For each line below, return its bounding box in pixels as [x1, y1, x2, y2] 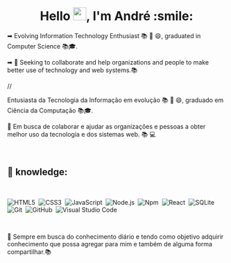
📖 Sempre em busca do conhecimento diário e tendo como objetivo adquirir [7, 232, 224, 241]
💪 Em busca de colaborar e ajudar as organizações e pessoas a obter [7, 122, 206, 130]
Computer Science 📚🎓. [7, 42, 78, 50]
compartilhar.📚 [7, 247, 52, 256]
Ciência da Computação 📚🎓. [7, 106, 94, 114]
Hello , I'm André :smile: [40, 8, 194, 24]
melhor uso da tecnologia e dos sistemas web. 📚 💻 [7, 130, 156, 138]
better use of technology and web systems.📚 [7, 66, 138, 74]
